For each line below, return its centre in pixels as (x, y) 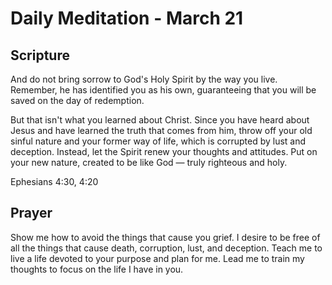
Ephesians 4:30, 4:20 (54, 181)
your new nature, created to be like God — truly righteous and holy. (149, 162)
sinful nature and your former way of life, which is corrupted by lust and (158, 141)
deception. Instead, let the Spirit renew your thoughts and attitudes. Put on (164, 151)
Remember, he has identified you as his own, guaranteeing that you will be (163, 90)
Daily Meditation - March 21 (127, 18)
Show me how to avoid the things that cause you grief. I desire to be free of (165, 237)
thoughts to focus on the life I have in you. (97, 269)
